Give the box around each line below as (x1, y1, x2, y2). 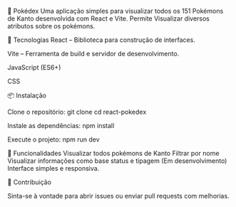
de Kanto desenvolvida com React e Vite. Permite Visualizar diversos (7, 14, 210, 23)
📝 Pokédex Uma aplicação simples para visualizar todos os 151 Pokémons (7, 7, 224, 15)
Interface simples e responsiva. (7, 164, 100, 172)
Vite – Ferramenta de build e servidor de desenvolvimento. (7, 50, 180, 58)
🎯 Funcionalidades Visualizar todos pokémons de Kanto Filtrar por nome (7, 149, 220, 157)
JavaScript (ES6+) (7, 63, 61, 71)
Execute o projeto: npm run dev (7, 135, 100, 144)
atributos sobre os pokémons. (7, 22, 96, 30)
